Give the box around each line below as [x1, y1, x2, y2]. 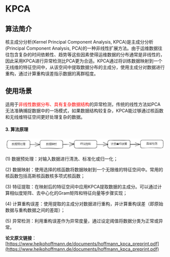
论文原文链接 [5, 235, 32, 241]
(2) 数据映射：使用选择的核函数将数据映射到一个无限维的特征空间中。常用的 [5, 166, 163, 172]
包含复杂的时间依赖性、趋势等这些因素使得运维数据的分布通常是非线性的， [9, 52, 165, 57]
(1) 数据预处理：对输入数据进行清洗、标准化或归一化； [5, 156, 118, 162]
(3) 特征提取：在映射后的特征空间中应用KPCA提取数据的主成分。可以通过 [5, 183, 158, 190]
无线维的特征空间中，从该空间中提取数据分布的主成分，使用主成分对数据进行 [5, 64, 165, 70]
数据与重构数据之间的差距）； [5, 207, 65, 213]
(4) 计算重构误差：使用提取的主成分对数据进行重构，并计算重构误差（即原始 [5, 201, 163, 207]
